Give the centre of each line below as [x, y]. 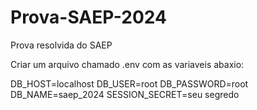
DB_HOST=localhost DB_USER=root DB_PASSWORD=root [129, 83]
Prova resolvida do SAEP [61, 45]
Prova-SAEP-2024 [88, 17]
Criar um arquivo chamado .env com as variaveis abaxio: [127, 64]
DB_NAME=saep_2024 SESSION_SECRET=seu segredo [125, 94]
